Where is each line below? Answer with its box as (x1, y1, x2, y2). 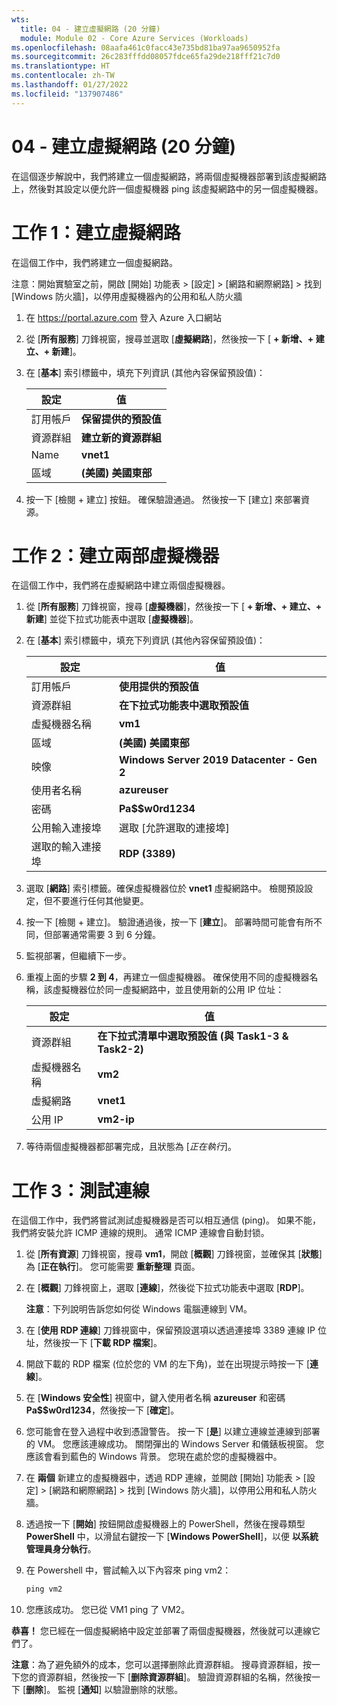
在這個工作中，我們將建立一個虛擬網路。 (11, 256, 178, 268)
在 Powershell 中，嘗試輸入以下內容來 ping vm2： (25, 1564, 232, 1576)
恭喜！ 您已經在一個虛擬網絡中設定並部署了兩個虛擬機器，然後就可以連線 (11, 1625, 312, 1637)
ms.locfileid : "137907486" (11, 89, 124, 99)
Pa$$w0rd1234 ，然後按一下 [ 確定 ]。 (25, 1404, 180, 1416)
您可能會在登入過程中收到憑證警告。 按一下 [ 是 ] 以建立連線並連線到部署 (25, 1426, 321, 1438)
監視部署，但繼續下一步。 (25, 950, 132, 962)
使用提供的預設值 (118, 680, 199, 694)
